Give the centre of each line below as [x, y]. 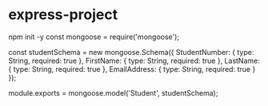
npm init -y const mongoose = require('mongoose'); [94, 37]
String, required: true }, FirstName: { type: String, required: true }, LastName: [134, 61]
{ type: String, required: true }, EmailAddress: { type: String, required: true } [132, 69]
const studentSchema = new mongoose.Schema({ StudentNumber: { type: [131, 52]
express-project [63, 15]
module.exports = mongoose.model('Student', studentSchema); [113, 92]
